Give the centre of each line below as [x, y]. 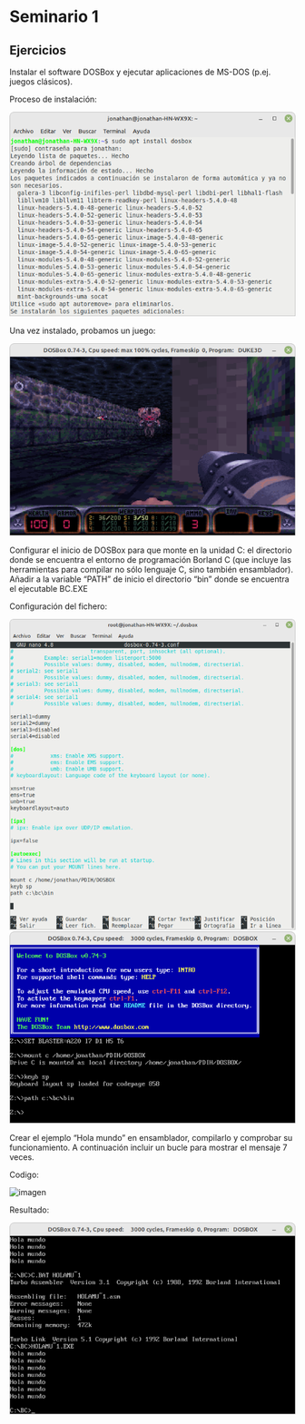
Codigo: [24, 1175]
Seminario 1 [54, 17]
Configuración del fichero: [58, 606]
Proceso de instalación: [53, 99]
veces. [22, 1157]
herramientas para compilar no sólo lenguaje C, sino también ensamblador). [151, 569]
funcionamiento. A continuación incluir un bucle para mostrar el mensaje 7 [148, 1148]
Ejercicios [38, 50]
